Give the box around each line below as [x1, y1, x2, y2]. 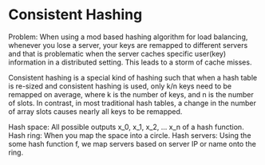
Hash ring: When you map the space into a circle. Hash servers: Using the [8, 130, 251, 140]
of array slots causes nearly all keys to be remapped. [8, 106, 183, 116]
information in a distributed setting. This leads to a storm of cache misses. [8, 57, 252, 67]
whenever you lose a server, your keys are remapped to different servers [8, 40, 248, 49]
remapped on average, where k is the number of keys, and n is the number [8, 89, 254, 99]
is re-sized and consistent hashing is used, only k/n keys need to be [8, 81, 232, 91]
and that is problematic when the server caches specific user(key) [8, 49, 227, 58]
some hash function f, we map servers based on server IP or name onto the [8, 139, 257, 148]
